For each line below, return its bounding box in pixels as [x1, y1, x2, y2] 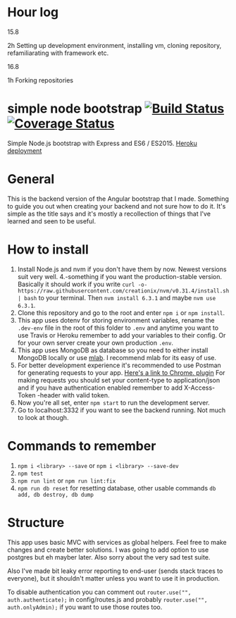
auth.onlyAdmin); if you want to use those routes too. [7, 602, 163, 611]
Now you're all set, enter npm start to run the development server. [17, 398, 210, 407]
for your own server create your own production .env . [17, 338, 174, 347]
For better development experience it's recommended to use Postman [17, 361, 222, 369]
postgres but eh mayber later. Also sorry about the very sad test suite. [7, 552, 211, 561]
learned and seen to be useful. [7, 216, 97, 225]
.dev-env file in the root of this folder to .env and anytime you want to [17, 323, 219, 332]
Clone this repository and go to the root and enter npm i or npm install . [17, 308, 225, 317]
